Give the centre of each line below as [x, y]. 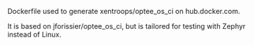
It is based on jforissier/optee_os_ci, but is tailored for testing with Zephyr [127, 26]
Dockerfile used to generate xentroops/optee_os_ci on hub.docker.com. [124, 11]
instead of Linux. [35, 35]
